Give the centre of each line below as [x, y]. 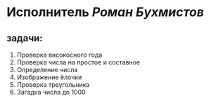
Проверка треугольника [53, 84]
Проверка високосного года [59, 55]
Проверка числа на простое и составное [78, 62]
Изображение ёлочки [49, 77]
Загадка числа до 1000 [51, 92]
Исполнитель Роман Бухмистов [105, 12]
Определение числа [47, 70]
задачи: [25, 38]
